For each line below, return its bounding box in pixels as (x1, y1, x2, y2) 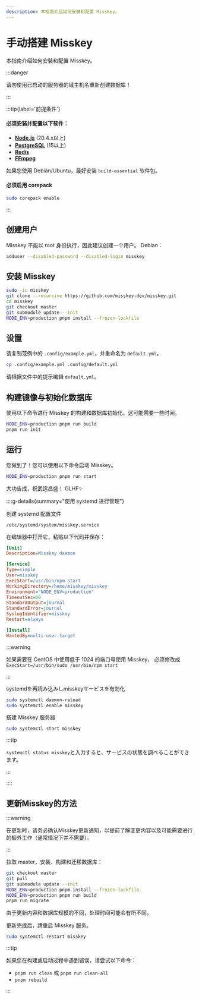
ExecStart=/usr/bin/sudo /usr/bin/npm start (6, 662, 118, 669)
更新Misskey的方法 (6, 798, 77, 808)
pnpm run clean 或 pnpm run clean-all (14, 969, 109, 976)
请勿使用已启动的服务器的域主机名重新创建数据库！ (6, 81, 131, 88)
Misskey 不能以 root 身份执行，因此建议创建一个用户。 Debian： (6, 241, 163, 248)
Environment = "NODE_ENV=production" (6, 589, 94, 595)
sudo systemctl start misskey (6, 726, 81, 732)
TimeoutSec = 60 (6, 594, 42, 600)
